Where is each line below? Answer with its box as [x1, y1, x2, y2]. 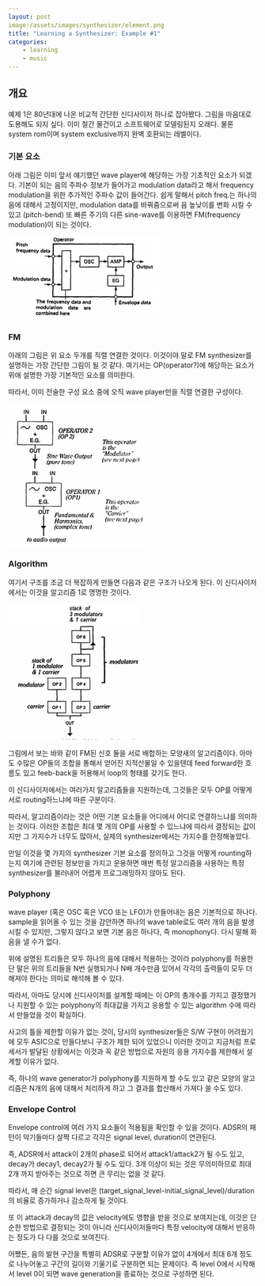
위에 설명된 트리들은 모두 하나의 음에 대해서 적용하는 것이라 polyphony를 [8, 954, 233, 963]
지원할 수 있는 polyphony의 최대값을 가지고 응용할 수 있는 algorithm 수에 [16, 1000, 242, 1010]
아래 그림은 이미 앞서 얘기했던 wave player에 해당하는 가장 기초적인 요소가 [8, 170, 237, 180]
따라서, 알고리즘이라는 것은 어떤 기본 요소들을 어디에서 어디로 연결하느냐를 [8, 812, 237, 821]
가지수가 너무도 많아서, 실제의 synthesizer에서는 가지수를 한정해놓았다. [31, 831, 251, 841]
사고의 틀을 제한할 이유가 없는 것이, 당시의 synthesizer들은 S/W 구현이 [8, 1027, 226, 1037]
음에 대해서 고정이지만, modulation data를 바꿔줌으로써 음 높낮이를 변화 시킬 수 [8, 200, 253, 210]
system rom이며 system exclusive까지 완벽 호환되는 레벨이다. [8, 129, 202, 139]
